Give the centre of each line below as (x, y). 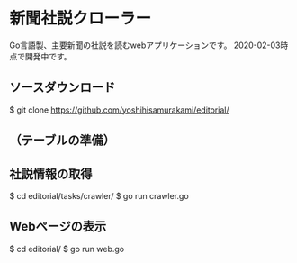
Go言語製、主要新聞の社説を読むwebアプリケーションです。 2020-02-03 (145, 45)
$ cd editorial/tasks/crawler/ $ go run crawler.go (99, 195)
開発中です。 (48, 56)
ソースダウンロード (62, 88)
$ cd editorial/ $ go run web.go (67, 249)
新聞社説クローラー (81, 18)
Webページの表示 (58, 227)
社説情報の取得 (51, 173)
